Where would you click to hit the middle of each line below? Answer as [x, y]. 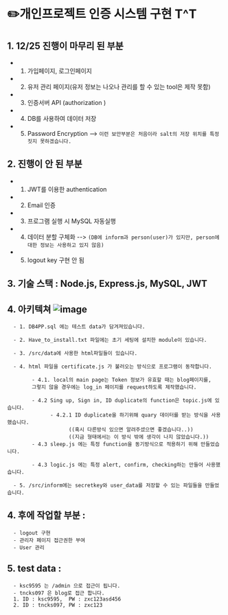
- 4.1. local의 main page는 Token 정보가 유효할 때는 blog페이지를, [122, 380]
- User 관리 [29, 547]
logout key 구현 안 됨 [56, 260]
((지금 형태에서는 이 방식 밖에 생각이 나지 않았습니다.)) [139, 437]
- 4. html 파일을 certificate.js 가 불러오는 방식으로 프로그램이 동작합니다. [113, 367]
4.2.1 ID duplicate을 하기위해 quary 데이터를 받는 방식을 [132, 415]
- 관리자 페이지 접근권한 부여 [49, 540]
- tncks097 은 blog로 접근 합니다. [59, 593]
